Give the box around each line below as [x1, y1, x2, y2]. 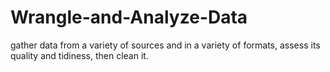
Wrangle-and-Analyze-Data [10, 6, 248, 29]
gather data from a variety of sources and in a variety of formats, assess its [10, 39, 321, 51]
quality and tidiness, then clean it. [10, 49, 149, 61]
